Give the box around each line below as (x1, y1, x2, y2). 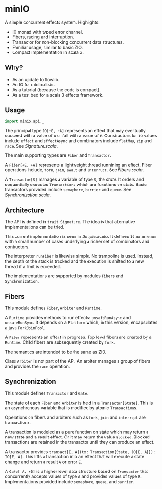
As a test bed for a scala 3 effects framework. (12, 92, 103, 98)
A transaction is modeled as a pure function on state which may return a (5, 429, 149, 435)
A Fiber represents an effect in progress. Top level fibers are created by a (5, 334, 152, 340)
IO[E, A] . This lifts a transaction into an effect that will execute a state (5, 454, 145, 459)
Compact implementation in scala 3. (12, 50, 84, 55)
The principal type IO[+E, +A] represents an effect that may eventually (5, 128, 146, 134)
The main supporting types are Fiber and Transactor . (5, 152, 111, 158)
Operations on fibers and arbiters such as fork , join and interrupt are (5, 414, 146, 420)
